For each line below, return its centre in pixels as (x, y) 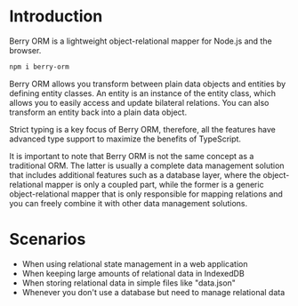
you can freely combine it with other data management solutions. (128, 203)
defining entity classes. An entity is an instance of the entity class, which (142, 93)
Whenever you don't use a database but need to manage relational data (153, 292)
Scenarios (48, 239)
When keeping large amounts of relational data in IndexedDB (133, 273)
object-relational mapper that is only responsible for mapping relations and (146, 194)
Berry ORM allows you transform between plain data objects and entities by (148, 84)
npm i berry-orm (39, 67)
